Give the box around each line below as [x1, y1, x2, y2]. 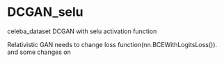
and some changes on [7, 48, 71, 56]
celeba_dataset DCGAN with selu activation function [7, 27, 157, 35]
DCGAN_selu [7, 4, 83, 20]
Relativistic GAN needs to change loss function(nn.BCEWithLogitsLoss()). [7, 40, 218, 48]
